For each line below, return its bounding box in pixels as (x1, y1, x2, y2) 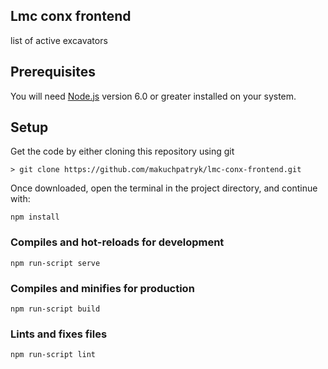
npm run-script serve (10, 258, 101, 268)
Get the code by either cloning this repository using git (10, 145, 235, 158)
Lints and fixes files (10, 327, 108, 341)
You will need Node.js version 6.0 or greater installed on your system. (10, 90, 297, 102)
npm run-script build (10, 304, 101, 314)
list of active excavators (10, 34, 108, 46)
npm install (10, 212, 60, 223)
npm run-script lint (10, 350, 97, 360)
